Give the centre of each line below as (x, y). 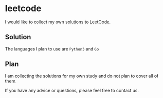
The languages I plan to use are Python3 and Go (52, 49)
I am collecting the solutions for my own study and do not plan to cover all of (82, 76)
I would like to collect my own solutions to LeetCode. (58, 22)
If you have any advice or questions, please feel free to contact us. (72, 90)
